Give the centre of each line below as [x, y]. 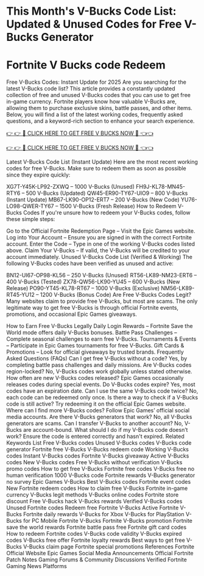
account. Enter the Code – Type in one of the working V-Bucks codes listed [101, 244]
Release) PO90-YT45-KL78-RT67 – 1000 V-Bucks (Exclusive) [83, 288]
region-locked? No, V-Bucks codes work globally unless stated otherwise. [99, 371]
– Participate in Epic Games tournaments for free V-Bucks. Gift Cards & [95, 346]
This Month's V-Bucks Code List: [91, 11]
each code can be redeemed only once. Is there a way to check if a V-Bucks [102, 398]
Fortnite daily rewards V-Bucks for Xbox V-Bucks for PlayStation [104, 514]
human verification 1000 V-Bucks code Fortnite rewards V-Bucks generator [101, 475]
